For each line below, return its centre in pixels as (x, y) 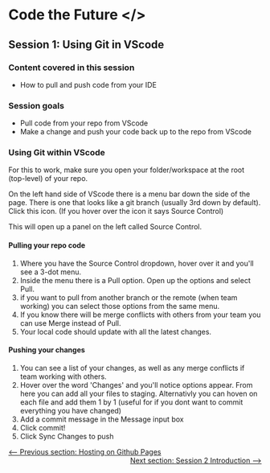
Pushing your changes (47, 350)
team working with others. (63, 376)
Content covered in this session (72, 68)
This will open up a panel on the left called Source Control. (105, 227)
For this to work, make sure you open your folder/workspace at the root (127, 170)
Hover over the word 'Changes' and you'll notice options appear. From (136, 385)
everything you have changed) (71, 410)
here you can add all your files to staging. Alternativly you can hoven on (139, 393)
